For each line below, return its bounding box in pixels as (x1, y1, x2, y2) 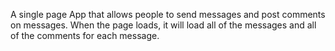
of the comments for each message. (10, 30, 160, 41)
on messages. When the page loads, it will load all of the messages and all (10, 19, 317, 31)
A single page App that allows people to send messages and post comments (10, 9, 326, 20)
